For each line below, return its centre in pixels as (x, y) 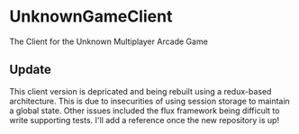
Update (31, 70)
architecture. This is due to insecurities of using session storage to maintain (149, 101)
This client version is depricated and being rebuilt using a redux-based (140, 91)
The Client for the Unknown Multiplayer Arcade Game (109, 41)
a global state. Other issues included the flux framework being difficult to (145, 111)
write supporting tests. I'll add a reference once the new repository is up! (145, 120)
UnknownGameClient (91, 17)
